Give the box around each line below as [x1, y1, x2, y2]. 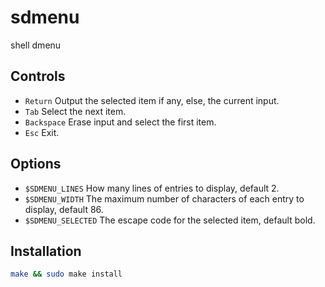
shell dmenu [10, 39, 62, 51]
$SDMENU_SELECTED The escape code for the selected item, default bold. [24, 214, 316, 226]
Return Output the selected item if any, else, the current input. [24, 94, 280, 106]
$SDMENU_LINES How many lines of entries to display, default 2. [24, 182, 280, 194]
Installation [10, 242, 82, 260]
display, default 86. [24, 203, 104, 215]
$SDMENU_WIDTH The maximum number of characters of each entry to [24, 192, 305, 205]
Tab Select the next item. [24, 105, 127, 117]
